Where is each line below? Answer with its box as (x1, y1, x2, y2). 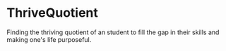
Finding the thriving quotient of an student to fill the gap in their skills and (6, 28, 220, 36)
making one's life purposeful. (6, 35, 92, 43)
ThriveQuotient (6, 5, 98, 21)
